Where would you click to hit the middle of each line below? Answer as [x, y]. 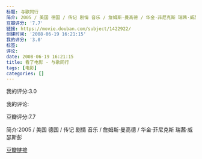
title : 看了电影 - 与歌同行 [38, 62]
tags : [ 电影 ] [22, 68]
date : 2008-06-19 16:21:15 [40, 57]
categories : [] [25, 73]
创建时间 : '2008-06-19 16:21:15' [46, 34]
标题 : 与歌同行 [23, 12]
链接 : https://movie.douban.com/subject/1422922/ [69, 29]
